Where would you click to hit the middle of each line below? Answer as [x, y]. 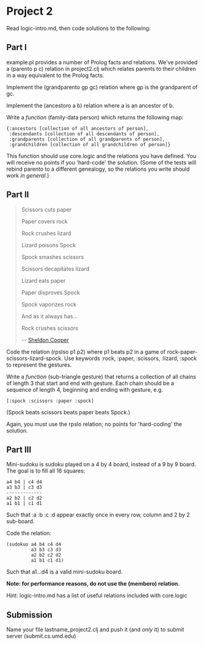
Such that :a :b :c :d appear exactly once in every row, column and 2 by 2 [98, 515]
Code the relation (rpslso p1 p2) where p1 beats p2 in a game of [86, 352]
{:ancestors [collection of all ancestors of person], [78, 129]
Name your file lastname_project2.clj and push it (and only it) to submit [95, 630]
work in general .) [28, 175]
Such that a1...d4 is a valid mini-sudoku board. [64, 572]
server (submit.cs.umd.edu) [41, 636]
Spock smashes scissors [53, 257]
